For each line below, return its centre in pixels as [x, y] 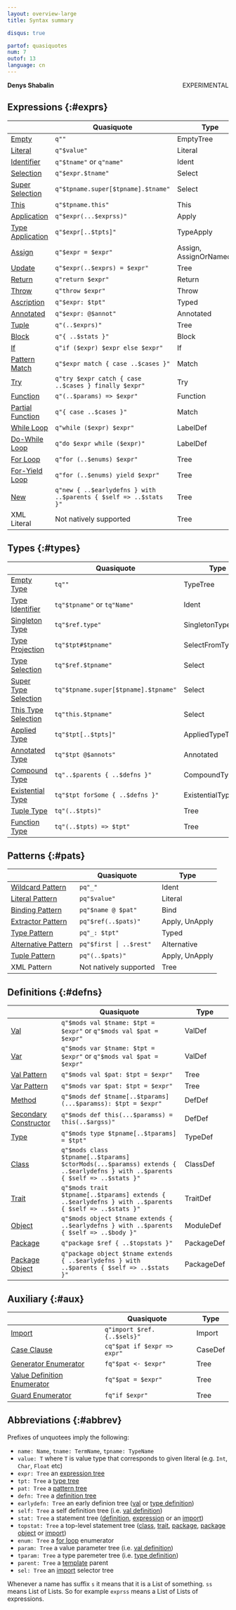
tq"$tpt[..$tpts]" [85, 734]
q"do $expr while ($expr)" [100, 443]
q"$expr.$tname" [82, 173]
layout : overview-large [42, 14]
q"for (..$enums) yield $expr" [107, 475]
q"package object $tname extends [117, 1254]
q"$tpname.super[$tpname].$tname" [113, 189]
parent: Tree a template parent [63, 1562]
